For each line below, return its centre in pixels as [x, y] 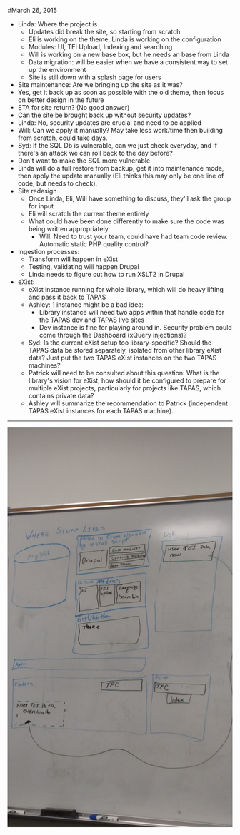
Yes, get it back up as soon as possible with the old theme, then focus [121, 92]
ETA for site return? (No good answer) [74, 107]
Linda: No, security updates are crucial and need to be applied [110, 123]
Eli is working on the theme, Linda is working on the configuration [125, 39]
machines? [44, 365]
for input [41, 206]
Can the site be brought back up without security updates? [104, 115]
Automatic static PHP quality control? [94, 244]
